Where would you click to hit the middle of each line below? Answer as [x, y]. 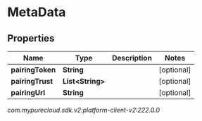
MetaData [37, 12]
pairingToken [33, 70]
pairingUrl [28, 93]
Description [132, 58]
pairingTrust [32, 81]
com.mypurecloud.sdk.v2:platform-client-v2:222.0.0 [84, 110]
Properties [31, 38]
